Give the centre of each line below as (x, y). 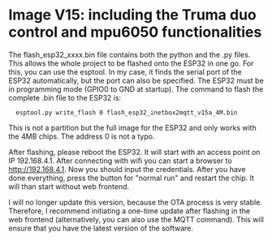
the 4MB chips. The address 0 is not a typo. (82, 136)
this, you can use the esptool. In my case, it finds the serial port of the (125, 71)
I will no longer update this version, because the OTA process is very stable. (135, 202)
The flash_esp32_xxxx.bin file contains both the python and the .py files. (130, 54)
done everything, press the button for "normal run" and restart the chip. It (131, 178)
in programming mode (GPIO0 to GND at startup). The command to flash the (136, 89)
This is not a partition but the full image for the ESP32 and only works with (133, 127)
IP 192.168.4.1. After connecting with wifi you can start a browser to (121, 161)
